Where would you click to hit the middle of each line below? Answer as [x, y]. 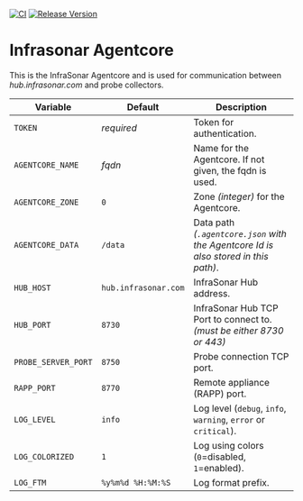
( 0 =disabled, [220, 457]
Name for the [221, 148]
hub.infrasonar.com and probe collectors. [87, 85]
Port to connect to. [233, 319]
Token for [214, 122]
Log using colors [229, 445]
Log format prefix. [231, 482]
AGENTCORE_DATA [46, 245]
